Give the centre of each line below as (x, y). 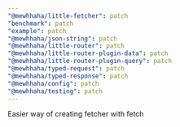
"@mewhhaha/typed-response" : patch (68, 76)
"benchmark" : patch (41, 23)
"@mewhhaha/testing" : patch (55, 91)
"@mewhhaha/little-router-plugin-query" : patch (90, 61)
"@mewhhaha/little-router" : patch (66, 46)
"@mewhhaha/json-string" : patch (62, 38)
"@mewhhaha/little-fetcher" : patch (68, 16)
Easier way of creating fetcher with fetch (76, 114)
